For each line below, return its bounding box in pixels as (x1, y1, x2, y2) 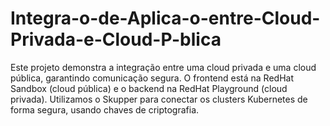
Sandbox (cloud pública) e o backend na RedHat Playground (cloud (10, 82, 288, 94)
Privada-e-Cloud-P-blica (10, 28, 222, 51)
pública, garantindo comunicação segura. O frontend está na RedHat (10, 72, 294, 84)
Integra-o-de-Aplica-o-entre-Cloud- (10, 7, 321, 30)
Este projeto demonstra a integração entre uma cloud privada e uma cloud (10, 61, 317, 73)
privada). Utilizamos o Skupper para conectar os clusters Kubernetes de (10, 93, 308, 105)
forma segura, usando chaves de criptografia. (10, 103, 200, 116)
